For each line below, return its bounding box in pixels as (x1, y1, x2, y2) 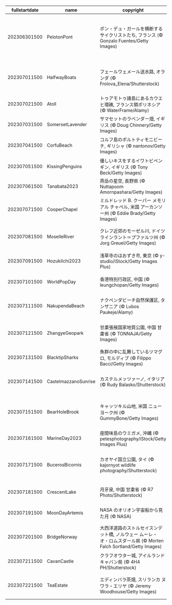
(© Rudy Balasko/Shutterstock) (99, 381, 166, 388)
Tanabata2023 (47, 183, 78, 189)
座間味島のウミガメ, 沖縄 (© (99, 430, 159, 436)
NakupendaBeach (47, 303, 85, 309)
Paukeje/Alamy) (99, 309, 133, 315)
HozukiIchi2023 (47, 257, 81, 264)
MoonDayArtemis (47, 510, 83, 516)
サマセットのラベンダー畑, (99, 116, 155, 122)
